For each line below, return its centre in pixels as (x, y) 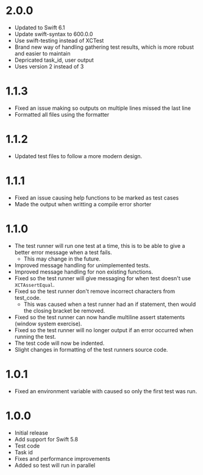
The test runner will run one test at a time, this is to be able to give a (100, 245)
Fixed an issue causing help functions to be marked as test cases (97, 198)
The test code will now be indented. (59, 343)
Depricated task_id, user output (54, 60)
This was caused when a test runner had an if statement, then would (110, 304)
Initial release (31, 433)
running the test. (35, 336)
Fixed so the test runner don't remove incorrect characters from (94, 291)
